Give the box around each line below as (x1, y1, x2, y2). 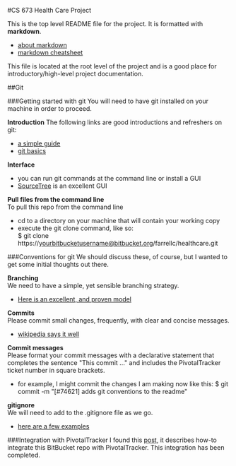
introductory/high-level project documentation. (7, 70, 143, 78)
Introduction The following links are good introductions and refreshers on (7, 118, 223, 126)
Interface (7, 160, 35, 169)
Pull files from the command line (7, 196, 105, 203)
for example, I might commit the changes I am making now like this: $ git (17, 380, 228, 388)
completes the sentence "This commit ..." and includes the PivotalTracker (7, 359, 221, 366)
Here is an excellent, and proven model (17, 295, 132, 303)
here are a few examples (17, 422, 90, 430)
